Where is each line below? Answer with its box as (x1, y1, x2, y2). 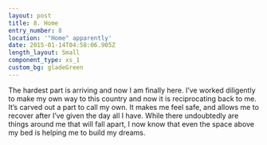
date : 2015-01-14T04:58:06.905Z (8, 41, 116, 49)
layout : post (8, 11, 52, 20)
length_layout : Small (8, 49, 80, 57)
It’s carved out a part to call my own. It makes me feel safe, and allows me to (8, 102, 259, 112)
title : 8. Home (8, 19, 59, 27)
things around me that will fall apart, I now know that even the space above (8, 119, 255, 128)
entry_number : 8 (8, 26, 62, 34)
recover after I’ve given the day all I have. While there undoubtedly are (8, 111, 239, 120)
